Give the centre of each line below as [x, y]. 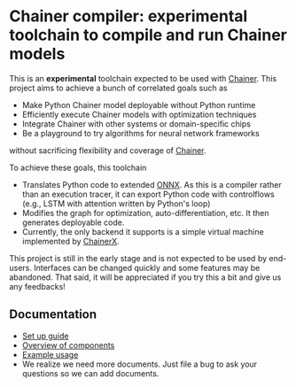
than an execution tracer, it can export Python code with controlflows [148, 194]
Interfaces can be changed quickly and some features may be [147, 267]
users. [21, 267]
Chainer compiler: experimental [129, 16]
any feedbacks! [38, 286]
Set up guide [45, 336]
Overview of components [68, 345]
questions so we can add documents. [90, 373]
